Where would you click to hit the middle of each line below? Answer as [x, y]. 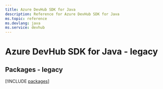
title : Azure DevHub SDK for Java [41, 9]
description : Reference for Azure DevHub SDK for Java [62, 14]
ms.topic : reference [26, 18]
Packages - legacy [34, 69]
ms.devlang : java [23, 23]
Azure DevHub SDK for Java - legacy [81, 52]
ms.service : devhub [25, 28]
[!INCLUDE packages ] [27, 81]
